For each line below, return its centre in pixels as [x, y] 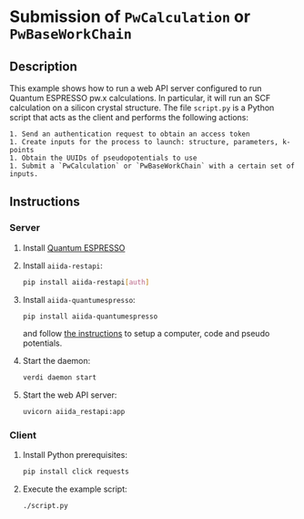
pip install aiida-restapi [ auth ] [86, 282]
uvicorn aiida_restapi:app [74, 412]
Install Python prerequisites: [75, 455]
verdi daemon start [60, 378]
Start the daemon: [56, 361]
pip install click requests [76, 472]
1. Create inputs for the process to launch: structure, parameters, [144, 142]
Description [43, 66]
